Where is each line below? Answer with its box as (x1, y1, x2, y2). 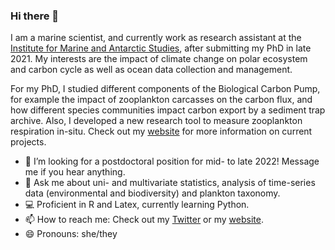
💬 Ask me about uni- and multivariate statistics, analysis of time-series (24, 177, 316, 189)
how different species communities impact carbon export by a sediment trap (10, 104, 326, 116)
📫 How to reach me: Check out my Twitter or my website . (24, 214, 264, 226)
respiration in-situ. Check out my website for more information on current (10, 125, 313, 138)
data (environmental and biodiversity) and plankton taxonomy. (24, 187, 281, 199)
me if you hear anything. (24, 166, 126, 178)
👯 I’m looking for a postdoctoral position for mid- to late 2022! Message (24, 155, 320, 168)
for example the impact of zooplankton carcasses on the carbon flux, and (10, 94, 313, 106)
